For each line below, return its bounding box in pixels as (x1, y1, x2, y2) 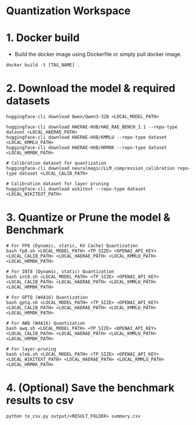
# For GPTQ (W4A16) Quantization (6, 295, 88, 300)
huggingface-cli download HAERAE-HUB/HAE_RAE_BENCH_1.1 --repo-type (6, 124, 178, 130)
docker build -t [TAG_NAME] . (6, 62, 81, 68)
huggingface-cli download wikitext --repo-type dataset (6, 186, 146, 192)
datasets (6, 94, 50, 107)
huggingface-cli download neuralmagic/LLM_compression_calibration (6, 165, 175, 172)
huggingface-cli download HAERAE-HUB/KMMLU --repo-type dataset (6, 135, 167, 140)
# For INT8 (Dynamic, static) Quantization (6, 269, 115, 274)
